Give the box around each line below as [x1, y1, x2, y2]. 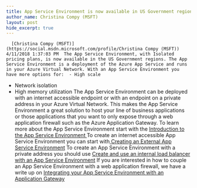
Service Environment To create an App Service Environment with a [14, 144, 176, 151]
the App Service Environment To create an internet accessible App [14, 132, 176, 139]
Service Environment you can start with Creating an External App [14, 138, 172, 145]
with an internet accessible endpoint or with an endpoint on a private [14, 94, 181, 101]
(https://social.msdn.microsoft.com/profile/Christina [6, 46, 143, 52]
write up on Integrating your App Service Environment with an [14, 169, 164, 176]
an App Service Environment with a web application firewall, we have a [14, 163, 186, 170]
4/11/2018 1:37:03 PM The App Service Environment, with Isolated [6, 51, 175, 57]
